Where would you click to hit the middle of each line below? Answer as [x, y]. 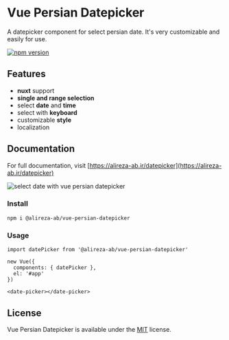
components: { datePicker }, [55, 268]
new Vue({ [21, 262]
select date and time [47, 105]
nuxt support [36, 90]
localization [33, 127]
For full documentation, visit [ [49, 165]
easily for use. [27, 39]
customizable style [44, 120]
